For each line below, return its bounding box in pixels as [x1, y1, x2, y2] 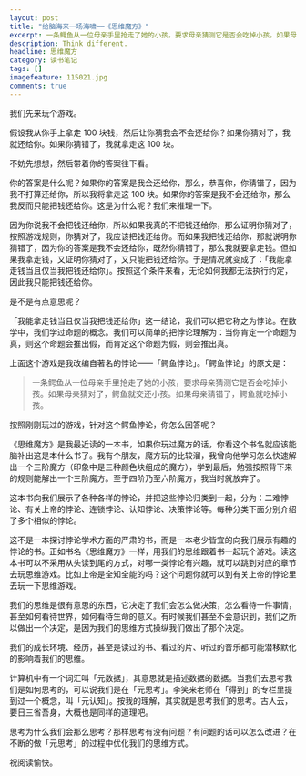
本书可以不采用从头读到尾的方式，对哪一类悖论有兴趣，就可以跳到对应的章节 [9, 557, 297, 568]
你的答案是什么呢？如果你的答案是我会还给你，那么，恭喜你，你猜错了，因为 [9, 177, 297, 188]
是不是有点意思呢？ [9, 296, 82, 307]
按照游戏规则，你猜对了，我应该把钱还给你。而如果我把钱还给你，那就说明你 [9, 230, 297, 242]
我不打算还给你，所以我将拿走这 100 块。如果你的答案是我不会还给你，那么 [9, 188, 291, 199]
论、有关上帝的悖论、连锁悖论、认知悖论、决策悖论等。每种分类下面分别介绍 [9, 503, 297, 514]
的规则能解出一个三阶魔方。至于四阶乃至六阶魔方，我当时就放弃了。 [9, 472, 265, 484]
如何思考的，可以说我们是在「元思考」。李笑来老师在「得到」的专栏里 [25, 684, 285, 695]
